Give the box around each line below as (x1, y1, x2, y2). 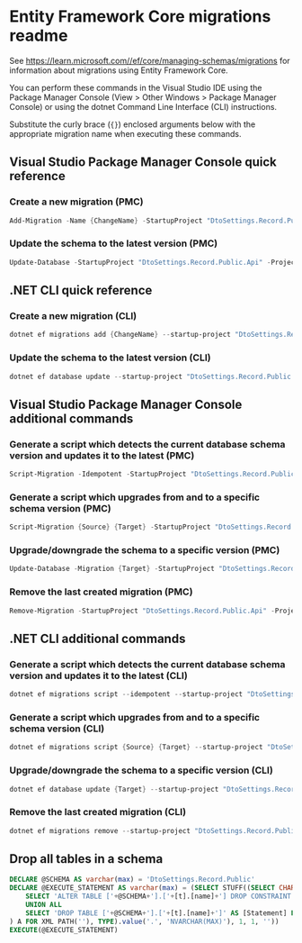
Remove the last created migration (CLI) (9, 806, 187, 819)
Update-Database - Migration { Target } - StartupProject (9, 565, 216, 574)
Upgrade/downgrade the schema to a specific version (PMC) (9, 544, 280, 557)
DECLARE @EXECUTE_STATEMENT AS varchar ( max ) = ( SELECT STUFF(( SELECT (9, 884, 276, 893)
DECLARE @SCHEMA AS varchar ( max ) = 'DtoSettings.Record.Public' (9, 875, 255, 884)
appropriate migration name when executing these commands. (9, 128, 242, 139)
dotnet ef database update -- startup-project (9, 372, 182, 381)
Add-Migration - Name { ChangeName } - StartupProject (9, 216, 203, 225)
